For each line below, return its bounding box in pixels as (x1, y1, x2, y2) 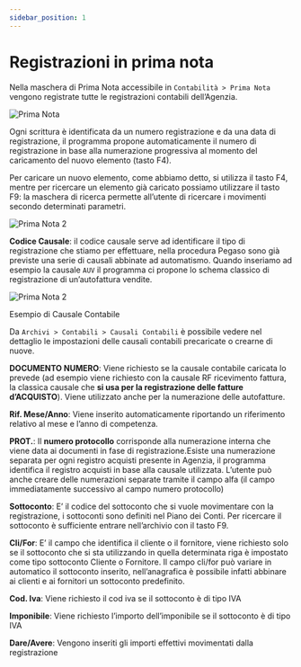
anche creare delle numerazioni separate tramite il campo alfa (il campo (9, 474, 276, 485)
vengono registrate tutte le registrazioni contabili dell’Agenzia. (9, 91, 238, 102)
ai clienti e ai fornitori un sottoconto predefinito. (9, 575, 186, 586)
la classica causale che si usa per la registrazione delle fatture (9, 381, 244, 392)
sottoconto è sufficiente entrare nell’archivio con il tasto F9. (9, 520, 229, 530)
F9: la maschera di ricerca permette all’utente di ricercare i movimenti (9, 191, 267, 202)
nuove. (9, 345, 35, 356)
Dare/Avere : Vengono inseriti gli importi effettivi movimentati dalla (9, 637, 254, 648)
